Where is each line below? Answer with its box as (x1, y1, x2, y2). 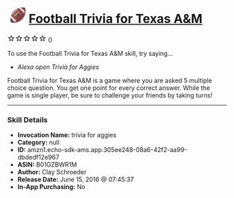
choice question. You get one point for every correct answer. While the (7, 84, 210, 92)
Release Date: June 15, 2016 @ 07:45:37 (17, 175, 134, 184)
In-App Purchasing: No (17, 183, 86, 191)
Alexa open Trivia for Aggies (17, 63, 100, 71)
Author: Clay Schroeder (17, 168, 87, 176)
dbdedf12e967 (17, 153, 60, 162)
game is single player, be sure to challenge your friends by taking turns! (7, 91, 212, 99)
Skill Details (7, 115, 48, 125)
